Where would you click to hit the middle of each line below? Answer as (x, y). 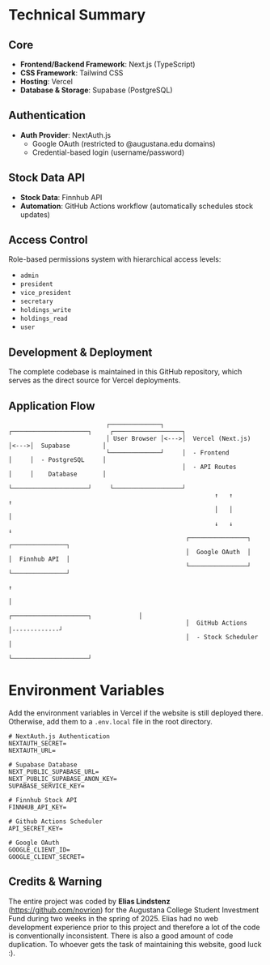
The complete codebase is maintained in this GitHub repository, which (125, 372)
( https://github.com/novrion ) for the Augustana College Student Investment (134, 910)
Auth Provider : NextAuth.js (65, 135)
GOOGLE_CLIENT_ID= (39, 850)
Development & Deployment (80, 352)
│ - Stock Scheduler (222, 638)
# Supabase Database (43, 765)
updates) (35, 214)
